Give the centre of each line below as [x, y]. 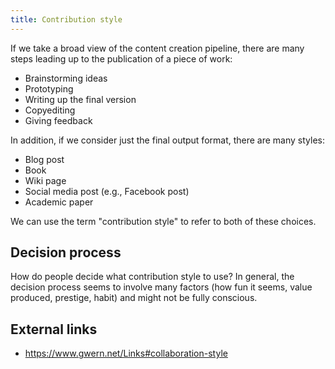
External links [54, 329]
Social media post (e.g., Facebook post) [107, 191]
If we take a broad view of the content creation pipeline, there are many [157, 48]
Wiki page [45, 180]
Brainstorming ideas [66, 78]
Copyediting [50, 110]
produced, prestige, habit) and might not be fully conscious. [134, 298]
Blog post [44, 159]
